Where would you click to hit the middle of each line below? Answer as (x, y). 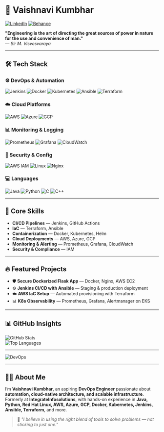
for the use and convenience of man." (44, 38)
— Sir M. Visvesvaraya (28, 43)
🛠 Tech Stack (26, 64)
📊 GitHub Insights (33, 323)
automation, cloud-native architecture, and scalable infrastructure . (74, 394)
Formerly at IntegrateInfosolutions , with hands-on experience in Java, (76, 400)
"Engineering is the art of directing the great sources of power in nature (79, 33)
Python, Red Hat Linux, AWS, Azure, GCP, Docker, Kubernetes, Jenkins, (79, 405)
